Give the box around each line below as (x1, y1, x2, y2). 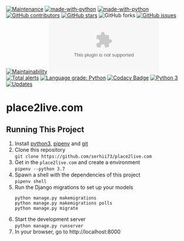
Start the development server (14, 216, 86, 223)
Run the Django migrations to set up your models (14, 184, 133, 190)
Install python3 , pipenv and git (14, 140, 88, 147)
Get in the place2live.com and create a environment (14, 159, 140, 166)
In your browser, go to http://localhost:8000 (14, 228, 121, 235)
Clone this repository (14, 146, 66, 153)
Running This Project (6, 124, 85, 135)
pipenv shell (14, 179, 47, 185)
